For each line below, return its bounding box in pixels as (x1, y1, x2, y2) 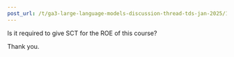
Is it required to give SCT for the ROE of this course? (7, 29, 157, 37)
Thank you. (7, 42, 40, 50)
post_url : (7, 10, 36, 17)
